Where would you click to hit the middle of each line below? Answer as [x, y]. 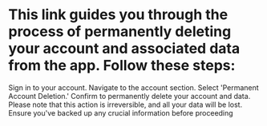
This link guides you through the [118, 15]
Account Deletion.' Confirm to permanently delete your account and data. [129, 96]
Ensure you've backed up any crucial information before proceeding [121, 112]
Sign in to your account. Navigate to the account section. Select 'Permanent [133, 87]
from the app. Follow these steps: [122, 66]
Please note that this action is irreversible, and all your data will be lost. [125, 104]
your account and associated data [124, 49]
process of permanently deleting [120, 31]
